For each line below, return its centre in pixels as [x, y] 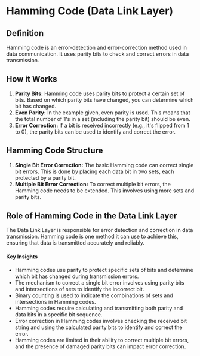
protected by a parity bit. [45, 177]
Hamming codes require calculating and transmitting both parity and [99, 308]
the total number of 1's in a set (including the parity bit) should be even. [103, 119]
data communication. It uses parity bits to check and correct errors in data [98, 54]
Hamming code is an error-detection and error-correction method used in [96, 47]
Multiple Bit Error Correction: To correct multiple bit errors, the [93, 184]
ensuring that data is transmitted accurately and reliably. [76, 243]
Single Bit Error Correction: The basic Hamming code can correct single [104, 165]
